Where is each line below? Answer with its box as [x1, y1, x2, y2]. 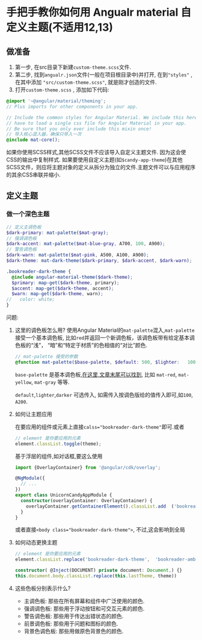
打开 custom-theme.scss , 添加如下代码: [14, 86, 109, 93]
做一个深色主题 [6, 210, 50, 219]
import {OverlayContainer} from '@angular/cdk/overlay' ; [14, 464, 161, 470]
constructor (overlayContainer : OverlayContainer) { [20, 497, 153, 503]
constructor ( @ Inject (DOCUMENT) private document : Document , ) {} [14, 567, 182, 574]
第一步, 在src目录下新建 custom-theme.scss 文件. [14, 64, 131, 70]
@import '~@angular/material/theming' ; [6, 98, 106, 104]
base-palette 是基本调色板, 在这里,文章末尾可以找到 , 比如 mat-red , [14, 371, 177, 378]
